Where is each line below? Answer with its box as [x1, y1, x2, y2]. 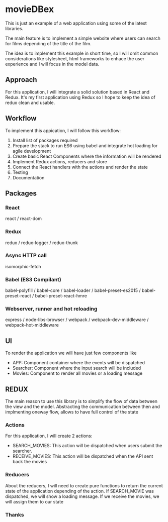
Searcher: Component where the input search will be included [12, 365, 141, 371]
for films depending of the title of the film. [5, 40, 92, 46]
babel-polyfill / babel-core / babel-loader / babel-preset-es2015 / [5, 287, 141, 293]
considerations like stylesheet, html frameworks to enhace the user [5, 55, 145, 61]
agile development [12, 148, 51, 154]
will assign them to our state [5, 498, 64, 504]
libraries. [5, 25, 24, 31]
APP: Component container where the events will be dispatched [12, 360, 145, 366]
